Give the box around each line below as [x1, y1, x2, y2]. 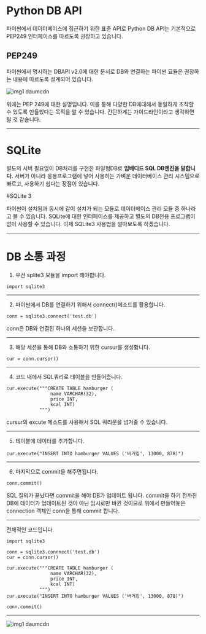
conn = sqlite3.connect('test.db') [6, 313, 97, 319]
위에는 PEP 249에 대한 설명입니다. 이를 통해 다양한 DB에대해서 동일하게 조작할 [6, 100, 194, 108]
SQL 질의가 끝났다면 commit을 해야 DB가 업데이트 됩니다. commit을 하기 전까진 [6, 491, 197, 499]
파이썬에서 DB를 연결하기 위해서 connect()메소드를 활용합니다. [15, 300, 166, 308]
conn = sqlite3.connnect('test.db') [6, 549, 100, 555]
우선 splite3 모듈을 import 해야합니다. [15, 271, 106, 278]
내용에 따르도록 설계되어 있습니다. [12, 75, 93, 83]
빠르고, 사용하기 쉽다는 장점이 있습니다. [6, 179, 100, 187]
